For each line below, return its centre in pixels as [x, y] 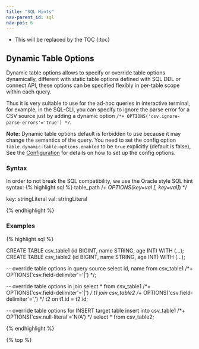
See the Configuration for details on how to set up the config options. [91, 153]
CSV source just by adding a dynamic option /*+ [65, 116]
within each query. [29, 92]
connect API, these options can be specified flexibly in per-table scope [93, 85]
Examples [21, 226]
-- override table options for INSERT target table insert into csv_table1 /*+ [96, 310]
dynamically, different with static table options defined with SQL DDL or [94, 79]
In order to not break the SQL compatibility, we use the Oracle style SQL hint [99, 181]
